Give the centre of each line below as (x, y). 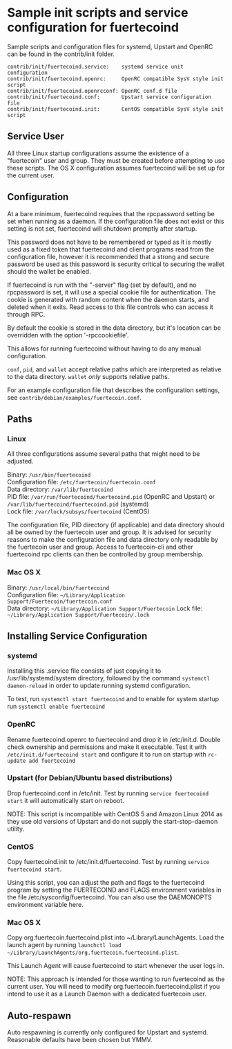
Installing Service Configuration (77, 636)
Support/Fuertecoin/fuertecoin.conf (60, 601)
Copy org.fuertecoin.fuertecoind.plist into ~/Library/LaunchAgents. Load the (116, 937)
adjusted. (20, 461)
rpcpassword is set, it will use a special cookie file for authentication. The (112, 292)
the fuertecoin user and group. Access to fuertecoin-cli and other (100, 547)
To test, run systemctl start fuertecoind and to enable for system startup (113, 699)
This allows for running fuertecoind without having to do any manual (104, 349)
